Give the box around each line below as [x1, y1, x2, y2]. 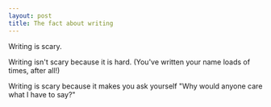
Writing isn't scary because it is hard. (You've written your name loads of [8, 57, 251, 67]
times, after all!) [8, 65, 60, 75]
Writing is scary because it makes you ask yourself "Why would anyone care [8, 81, 263, 91]
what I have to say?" [8, 89, 76, 99]
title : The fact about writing [8, 19, 114, 27]
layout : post [8, 11, 52, 20]
